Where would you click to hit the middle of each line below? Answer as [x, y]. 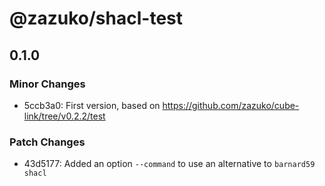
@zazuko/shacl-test [96, 18]
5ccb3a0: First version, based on [92, 105]
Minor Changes [47, 84]
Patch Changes [47, 142]
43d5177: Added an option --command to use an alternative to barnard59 [169, 164]
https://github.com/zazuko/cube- [231, 105]
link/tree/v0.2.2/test [64, 116]
